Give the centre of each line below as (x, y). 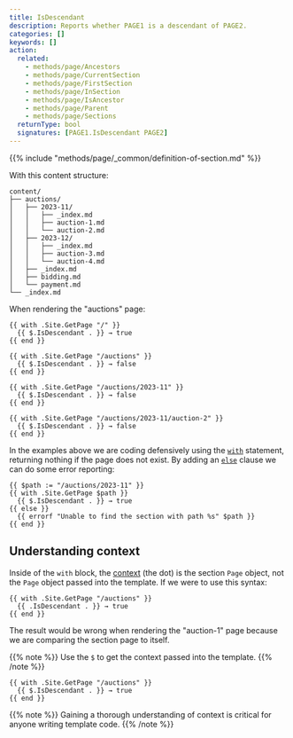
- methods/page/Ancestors (73, 67)
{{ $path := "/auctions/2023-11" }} (77, 485)
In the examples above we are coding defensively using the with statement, (147, 450)
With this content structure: (59, 175)
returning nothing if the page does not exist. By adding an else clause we (143, 459)
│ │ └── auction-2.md (57, 230)
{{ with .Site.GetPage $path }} (69, 493)
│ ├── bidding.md (45, 277)
